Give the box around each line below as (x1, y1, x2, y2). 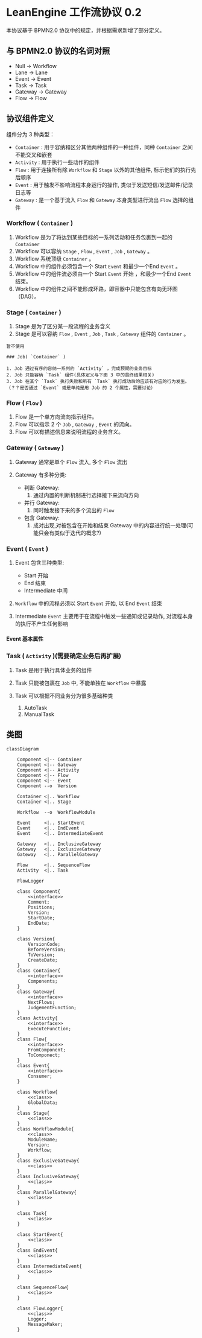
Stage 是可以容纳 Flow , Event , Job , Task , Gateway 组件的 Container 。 (14, 330, 189, 338)
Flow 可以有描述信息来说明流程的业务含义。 (14, 428, 124, 436)
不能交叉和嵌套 (14, 151, 52, 158)
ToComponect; (28, 1052, 61, 1058)
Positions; (28, 904, 55, 910)
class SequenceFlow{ (17, 1284, 69, 1290)
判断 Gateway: (24, 484, 60, 491)
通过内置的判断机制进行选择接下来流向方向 (33, 491, 139, 498)
